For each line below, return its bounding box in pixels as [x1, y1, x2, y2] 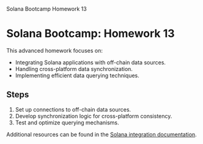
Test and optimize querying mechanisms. [15, 119, 119, 126]
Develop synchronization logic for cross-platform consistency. [15, 112, 172, 119]
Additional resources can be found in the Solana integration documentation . [6, 131, 197, 138]
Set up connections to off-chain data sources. [15, 105, 131, 113]
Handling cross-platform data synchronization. [15, 65, 133, 72]
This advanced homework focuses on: [6, 47, 103, 54]
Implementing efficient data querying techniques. [15, 72, 139, 79]
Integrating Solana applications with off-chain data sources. [15, 58, 166, 66]
